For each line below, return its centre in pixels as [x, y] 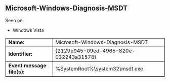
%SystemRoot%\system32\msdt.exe [99, 68]
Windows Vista [28, 30]
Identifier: [20, 54]
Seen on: [15, 20]
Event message [27, 65]
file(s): [16, 71]
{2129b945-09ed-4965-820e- [95, 51]
